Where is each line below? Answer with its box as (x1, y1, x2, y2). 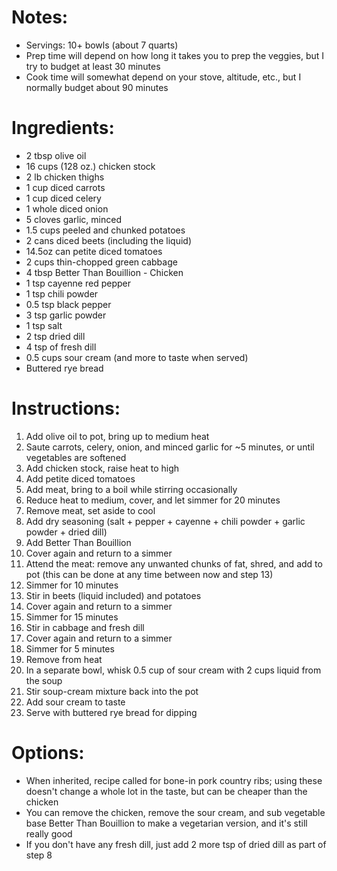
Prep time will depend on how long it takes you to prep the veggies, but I (25, 49, 325, 61)
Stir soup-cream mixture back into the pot (25, 685, 199, 697)
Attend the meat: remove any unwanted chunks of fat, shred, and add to (25, 557, 323, 570)
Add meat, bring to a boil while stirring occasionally (25, 483, 238, 495)
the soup (25, 674, 63, 686)
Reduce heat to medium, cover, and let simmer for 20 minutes (25, 494, 281, 506)
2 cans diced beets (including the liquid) (25, 234, 193, 246)
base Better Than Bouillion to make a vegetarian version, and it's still (25, 817, 308, 829)
